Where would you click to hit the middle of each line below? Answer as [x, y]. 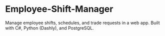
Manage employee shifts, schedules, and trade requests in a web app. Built [82, 23]
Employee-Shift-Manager [59, 9]
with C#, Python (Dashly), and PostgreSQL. [49, 28]
